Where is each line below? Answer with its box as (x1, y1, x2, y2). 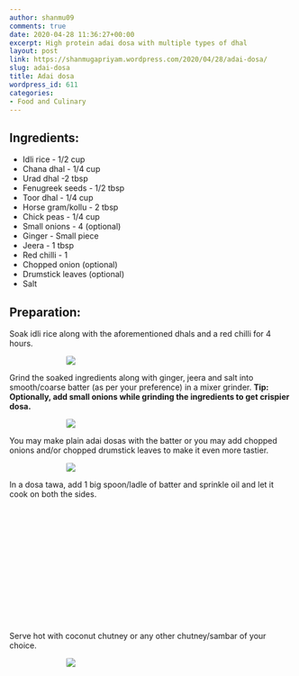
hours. (9, 338, 33, 348)
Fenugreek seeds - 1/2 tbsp (22, 183, 125, 194)
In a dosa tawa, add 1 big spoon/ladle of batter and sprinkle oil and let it (9, 479, 275, 490)
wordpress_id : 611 (9, 80, 78, 89)
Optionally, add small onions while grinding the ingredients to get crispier (9, 392, 290, 401)
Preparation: (9, 304, 81, 320)
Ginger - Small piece (22, 230, 99, 241)
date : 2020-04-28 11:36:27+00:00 (9, 30, 135, 39)
